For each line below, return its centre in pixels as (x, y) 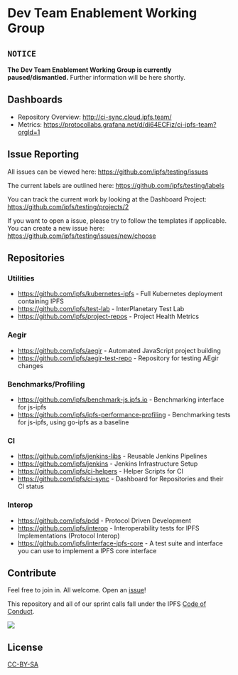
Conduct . (21, 612)
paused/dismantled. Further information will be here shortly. (97, 77)
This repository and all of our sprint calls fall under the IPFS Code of (107, 604)
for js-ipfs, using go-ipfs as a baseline (73, 422)
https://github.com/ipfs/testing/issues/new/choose (82, 236)
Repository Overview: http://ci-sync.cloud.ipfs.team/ (94, 117)
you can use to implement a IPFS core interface (87, 550)
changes (31, 365)
